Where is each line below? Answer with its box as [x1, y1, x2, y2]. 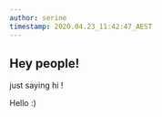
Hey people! [9, 56, 80, 71]
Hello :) [9, 98, 36, 109]
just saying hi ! [9, 80, 64, 91]
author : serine [9, 13, 67, 23]
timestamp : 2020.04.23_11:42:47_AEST [9, 22, 153, 31]
